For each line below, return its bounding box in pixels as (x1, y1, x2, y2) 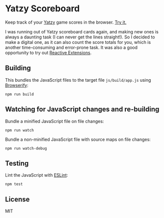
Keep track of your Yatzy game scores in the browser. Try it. (5, 19, 127, 25)
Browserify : (5, 82, 28, 88)
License (5, 195, 30, 203)
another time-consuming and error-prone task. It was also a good (5, 44, 138, 50)
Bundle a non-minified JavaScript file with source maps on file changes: (5, 136, 151, 142)
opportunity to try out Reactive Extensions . (5, 50, 92, 56)
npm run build (5, 92, 34, 96)
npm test (5, 182, 23, 187)
